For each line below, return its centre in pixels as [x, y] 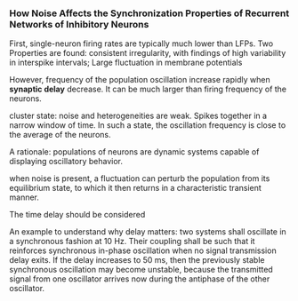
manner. [24, 197]
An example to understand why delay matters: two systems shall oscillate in [148, 232]
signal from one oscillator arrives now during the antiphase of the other [140, 279]
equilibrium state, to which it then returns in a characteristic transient [136, 188]
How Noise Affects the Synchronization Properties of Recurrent [149, 13]
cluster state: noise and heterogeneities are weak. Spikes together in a [138, 116]
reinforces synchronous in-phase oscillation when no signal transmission [143, 250]
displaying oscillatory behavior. [66, 162]
